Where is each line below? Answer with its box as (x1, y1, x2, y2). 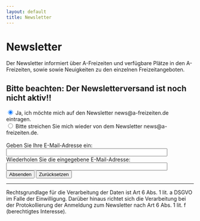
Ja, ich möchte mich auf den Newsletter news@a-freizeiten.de (15, 109, 169, 116)
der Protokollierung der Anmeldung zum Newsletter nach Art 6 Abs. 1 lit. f (6, 201, 186, 209)
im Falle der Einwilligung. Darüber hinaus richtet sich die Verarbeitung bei (6, 195, 186, 202)
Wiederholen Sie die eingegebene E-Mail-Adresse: (6, 156, 131, 163)
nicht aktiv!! (6, 93, 52, 103)
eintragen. (6, 116, 32, 123)
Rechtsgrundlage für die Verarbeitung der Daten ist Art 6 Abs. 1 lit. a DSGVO (6, 189, 193, 196)
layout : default (6, 8, 46, 15)
